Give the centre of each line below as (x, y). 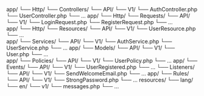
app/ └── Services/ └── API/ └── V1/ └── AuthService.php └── (89, 41)
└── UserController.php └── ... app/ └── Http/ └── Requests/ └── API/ (98, 16)
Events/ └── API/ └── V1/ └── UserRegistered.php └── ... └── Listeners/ (100, 67)
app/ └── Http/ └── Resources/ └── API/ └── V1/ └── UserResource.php (101, 28)
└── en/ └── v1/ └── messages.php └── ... (63, 86)
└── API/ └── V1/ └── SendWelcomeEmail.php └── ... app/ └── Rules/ (98, 73)
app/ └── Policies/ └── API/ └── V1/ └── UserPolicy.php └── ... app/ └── (102, 61)
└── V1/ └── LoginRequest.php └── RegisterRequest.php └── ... (90, 22)
